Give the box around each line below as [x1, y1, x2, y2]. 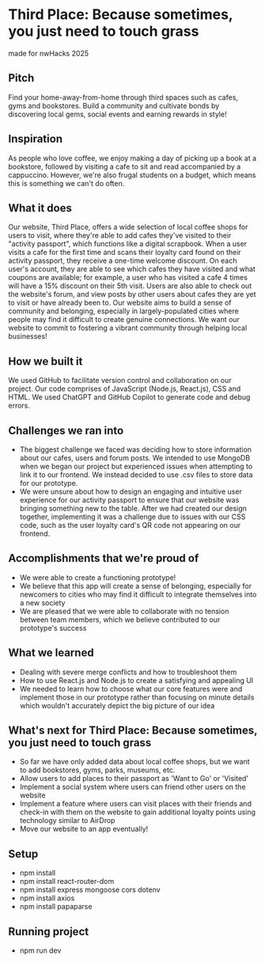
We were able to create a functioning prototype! [19, 572, 176, 582]
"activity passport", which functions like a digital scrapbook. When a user [8, 239, 248, 248]
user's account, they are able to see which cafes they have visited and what [8, 264, 256, 274]
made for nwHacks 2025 [8, 48, 89, 58]
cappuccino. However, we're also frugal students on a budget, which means [8, 170, 256, 180]
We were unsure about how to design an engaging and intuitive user [19, 487, 243, 496]
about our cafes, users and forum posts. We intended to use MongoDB [19, 453, 251, 462]
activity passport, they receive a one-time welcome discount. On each [8, 256, 237, 266]
